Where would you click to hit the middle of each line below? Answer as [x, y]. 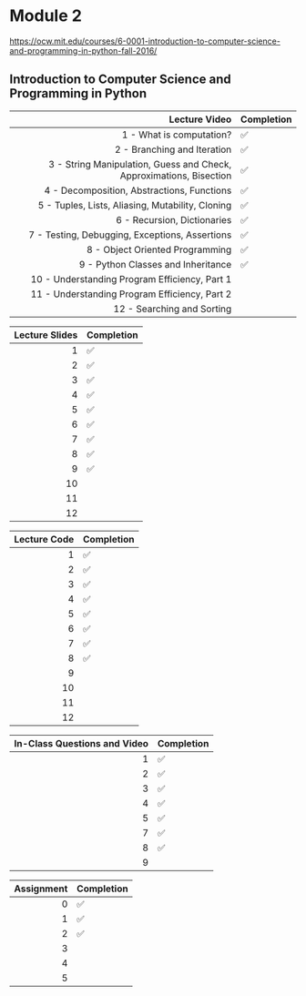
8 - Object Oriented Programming [159, 249]
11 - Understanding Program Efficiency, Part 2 [131, 294]
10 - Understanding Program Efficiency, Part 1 [131, 279]
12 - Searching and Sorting [173, 309]
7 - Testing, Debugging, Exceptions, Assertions [130, 235]
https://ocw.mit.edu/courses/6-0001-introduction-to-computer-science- [145, 41]
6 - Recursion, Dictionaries [173, 219]
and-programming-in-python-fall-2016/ [83, 50]
